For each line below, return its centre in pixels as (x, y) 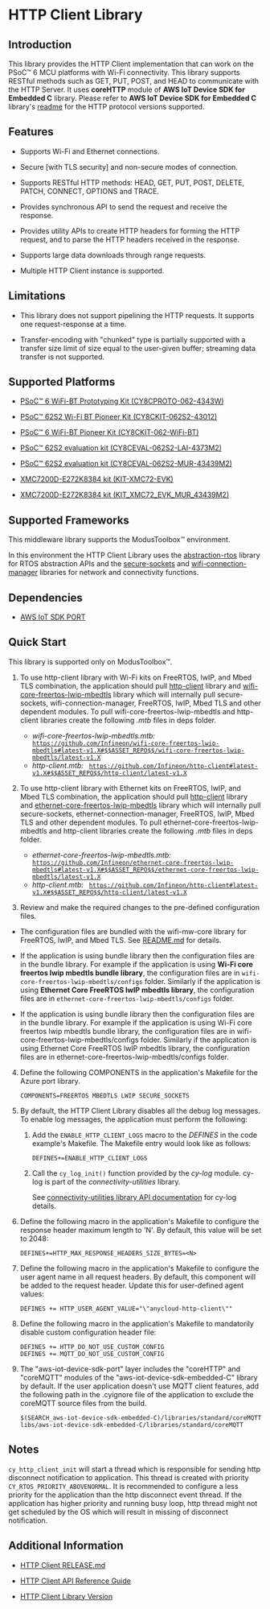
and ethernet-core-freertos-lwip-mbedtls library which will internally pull (140, 805)
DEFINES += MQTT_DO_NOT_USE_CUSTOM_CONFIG (92, 1354)
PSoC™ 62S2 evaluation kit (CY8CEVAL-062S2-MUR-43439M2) (126, 464)
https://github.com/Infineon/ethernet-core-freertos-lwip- (133, 862)
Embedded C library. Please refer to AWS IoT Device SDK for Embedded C (133, 98)
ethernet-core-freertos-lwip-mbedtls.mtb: (101, 854)
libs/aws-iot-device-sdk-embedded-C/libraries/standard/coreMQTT (131, 1425)
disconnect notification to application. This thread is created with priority (129, 1477)
